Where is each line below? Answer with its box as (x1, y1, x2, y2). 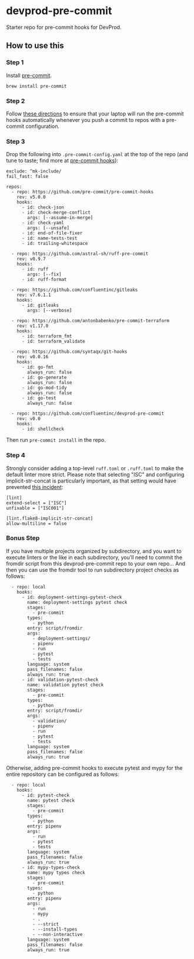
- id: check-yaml (21, 220, 65, 226)
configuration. (25, 123, 60, 130)
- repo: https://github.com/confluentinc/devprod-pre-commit (11, 411, 165, 416)
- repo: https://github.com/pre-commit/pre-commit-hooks (11, 189, 154, 195)
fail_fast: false (6, 174, 49, 180)
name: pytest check (27, 797, 75, 803)
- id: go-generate (21, 375, 67, 381)
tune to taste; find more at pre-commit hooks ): (6, 157, 119, 164)
